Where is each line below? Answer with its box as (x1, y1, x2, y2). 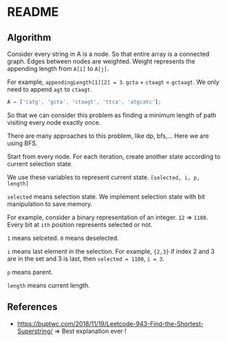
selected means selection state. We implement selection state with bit (7, 192, 205, 201)
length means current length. (7, 281, 90, 290)
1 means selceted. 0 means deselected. (7, 234, 119, 242)
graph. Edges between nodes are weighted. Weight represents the (7, 57, 195, 66)
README (7, 4, 59, 20)
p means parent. (7, 268, 53, 276)
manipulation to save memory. (7, 199, 93, 208)
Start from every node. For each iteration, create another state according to (7, 152, 221, 161)
